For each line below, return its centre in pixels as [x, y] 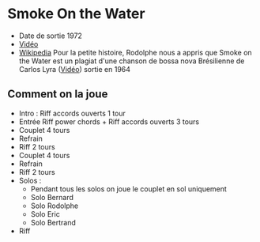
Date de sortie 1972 [50, 36]
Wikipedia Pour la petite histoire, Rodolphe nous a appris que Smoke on [135, 52]
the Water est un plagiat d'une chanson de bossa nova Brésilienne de [132, 61]
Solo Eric [45, 214]
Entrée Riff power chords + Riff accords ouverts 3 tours [109, 121]
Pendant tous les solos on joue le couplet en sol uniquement [128, 189]
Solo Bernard [52, 197]
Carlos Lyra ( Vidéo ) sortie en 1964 [75, 69]
